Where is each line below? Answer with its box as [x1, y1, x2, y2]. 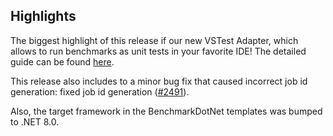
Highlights [10, 8, 77, 25]
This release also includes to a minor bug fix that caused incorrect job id [10, 75, 308, 87]
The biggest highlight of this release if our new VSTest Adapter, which [10, 34, 299, 46]
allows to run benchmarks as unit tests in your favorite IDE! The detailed [10, 45, 307, 57]
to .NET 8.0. [10, 115, 60, 128]
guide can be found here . [10, 55, 115, 68]
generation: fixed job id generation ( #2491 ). [10, 85, 190, 98]
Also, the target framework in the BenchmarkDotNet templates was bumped [10, 105, 323, 117]
